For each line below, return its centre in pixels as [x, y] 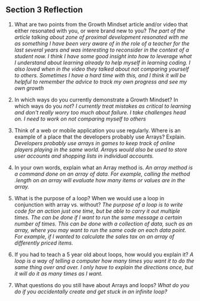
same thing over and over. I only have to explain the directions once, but [104, 267]
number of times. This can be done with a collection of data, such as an [103, 224]
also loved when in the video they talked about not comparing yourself [101, 69]
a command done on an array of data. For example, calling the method [102, 174]
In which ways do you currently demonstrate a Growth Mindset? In [96, 100]
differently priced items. [44, 243]
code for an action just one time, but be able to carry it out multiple [97, 211]
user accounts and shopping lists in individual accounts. [84, 156]
